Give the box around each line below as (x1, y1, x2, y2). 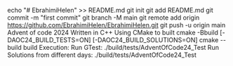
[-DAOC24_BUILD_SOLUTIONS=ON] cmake (92, 36, 219, 44)
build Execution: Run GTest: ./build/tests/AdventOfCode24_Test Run (23, 44, 220, 51)
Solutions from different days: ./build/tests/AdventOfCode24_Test (7, 51, 197, 59)
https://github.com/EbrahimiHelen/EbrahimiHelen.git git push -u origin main (7, 21, 226, 29)
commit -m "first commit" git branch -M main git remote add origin (7, 13, 200, 22)
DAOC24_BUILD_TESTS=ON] (7, 36, 91, 44)
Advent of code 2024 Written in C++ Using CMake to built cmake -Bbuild (7, 28, 219, 37)
